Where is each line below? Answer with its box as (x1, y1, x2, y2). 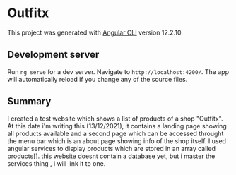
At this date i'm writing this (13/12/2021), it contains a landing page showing (7, 121, 228, 130)
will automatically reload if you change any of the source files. (7, 75, 188, 83)
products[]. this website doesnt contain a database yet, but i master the (7, 152, 216, 160)
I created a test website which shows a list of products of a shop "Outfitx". (7, 114, 223, 123)
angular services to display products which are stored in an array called (7, 144, 216, 152)
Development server (7, 49, 100, 61)
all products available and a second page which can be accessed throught (7, 129, 224, 138)
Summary (7, 95, 52, 107)
